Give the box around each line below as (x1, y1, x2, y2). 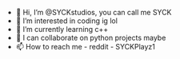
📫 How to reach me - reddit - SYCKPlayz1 (15, 42, 156, 51)
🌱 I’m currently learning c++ (15, 25, 109, 33)
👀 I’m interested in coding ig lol (15, 16, 118, 26)
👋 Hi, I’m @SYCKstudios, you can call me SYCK (15, 8, 172, 17)
